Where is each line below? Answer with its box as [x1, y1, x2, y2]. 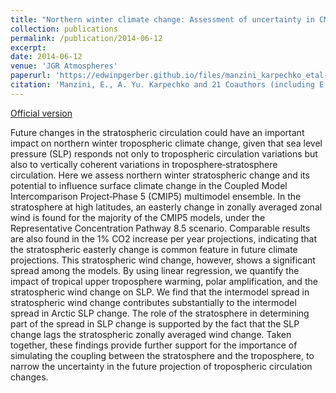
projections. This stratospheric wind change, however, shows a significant [10, 254, 316, 266]
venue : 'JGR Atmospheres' [10, 61, 118, 71]
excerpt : [10, 42, 47, 53]
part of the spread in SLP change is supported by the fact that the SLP [10, 317, 300, 330]
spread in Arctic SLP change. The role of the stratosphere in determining [10, 307, 310, 319]
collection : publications [10, 24, 118, 34]
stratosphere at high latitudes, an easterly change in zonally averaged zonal [10, 201, 323, 213]
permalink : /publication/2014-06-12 [10, 33, 163, 43]
